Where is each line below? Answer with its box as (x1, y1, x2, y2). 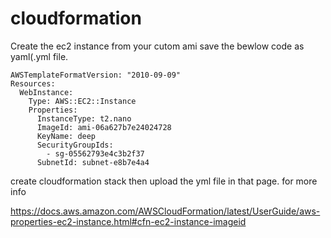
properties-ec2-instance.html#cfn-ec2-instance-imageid (10, 215, 247, 227)
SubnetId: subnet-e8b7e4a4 (36, 157, 150, 167)
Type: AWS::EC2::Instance (28, 96, 137, 106)
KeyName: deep (36, 131, 97, 141)
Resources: (10, 78, 56, 89)
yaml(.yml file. (10, 50, 69, 62)
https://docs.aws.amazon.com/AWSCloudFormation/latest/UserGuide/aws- (10, 205, 321, 217)
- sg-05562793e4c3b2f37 (46, 148, 145, 159)
